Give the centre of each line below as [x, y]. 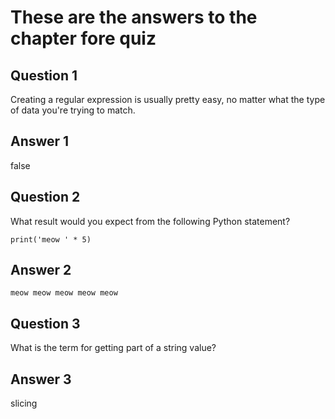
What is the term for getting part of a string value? [113, 348]
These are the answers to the [134, 17]
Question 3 [45, 323]
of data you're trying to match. [73, 110]
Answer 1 [40, 141]
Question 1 [44, 75]
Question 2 [45, 197]
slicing [24, 403]
